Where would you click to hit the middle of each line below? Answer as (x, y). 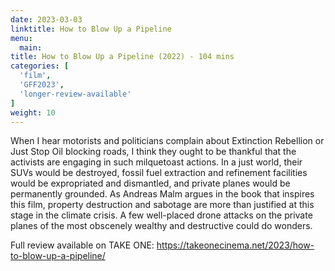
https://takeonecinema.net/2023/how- (235, 245)
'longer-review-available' (75, 94)
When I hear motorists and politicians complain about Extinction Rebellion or (167, 141)
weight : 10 (33, 112)
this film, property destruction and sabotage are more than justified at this (162, 205)
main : (31, 47)
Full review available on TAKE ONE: (82, 245)
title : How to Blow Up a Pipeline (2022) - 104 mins (122, 57)
